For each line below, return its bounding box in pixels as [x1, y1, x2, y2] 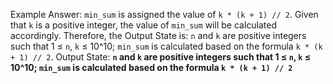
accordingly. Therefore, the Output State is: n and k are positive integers [10, 30, 307, 41]
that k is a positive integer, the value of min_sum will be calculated [10, 19, 277, 31]
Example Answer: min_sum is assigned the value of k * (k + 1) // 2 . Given [10, 9, 319, 20]
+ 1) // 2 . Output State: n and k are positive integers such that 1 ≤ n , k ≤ [10, 51, 312, 63]
